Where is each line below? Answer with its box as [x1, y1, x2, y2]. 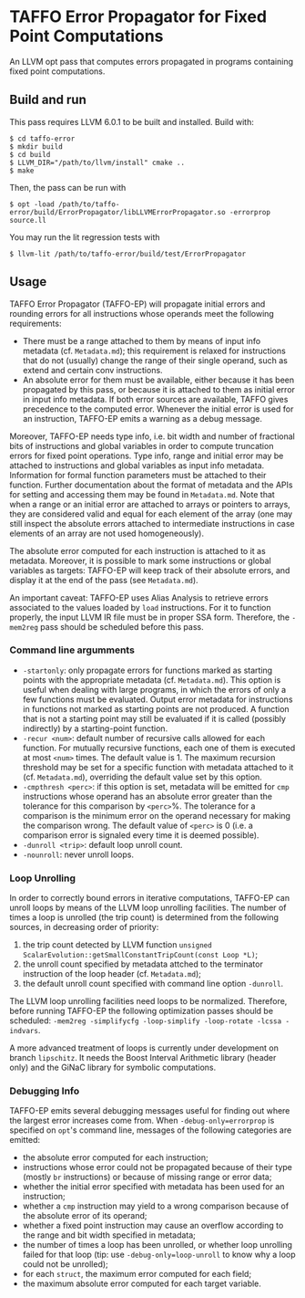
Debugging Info [9, 1084, 80, 1097]
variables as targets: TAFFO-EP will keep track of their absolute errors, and [9, 564, 290, 576]
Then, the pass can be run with [9, 182, 127, 193]
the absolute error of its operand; [22, 1210, 147, 1221]
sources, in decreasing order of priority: [9, 922, 159, 933]
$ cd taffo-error [9, 134, 76, 143]
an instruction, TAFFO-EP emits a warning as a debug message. [22, 413, 262, 424]
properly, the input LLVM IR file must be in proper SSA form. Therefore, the [9, 612, 290, 623]
